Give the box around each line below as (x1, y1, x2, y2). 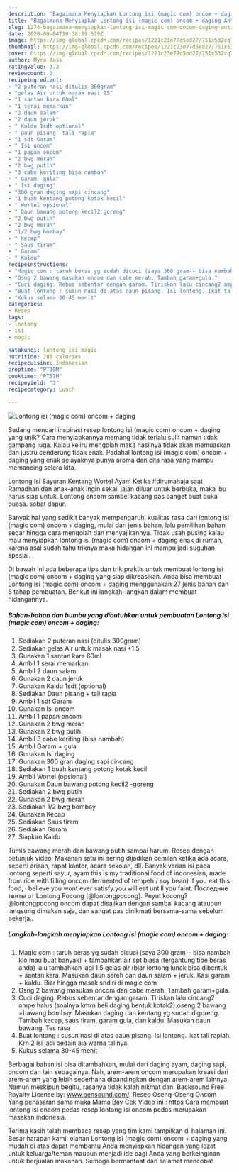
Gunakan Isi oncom (18, 704, 75, 713)
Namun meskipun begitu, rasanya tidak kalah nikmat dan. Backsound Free (8, 1083, 225, 1091)
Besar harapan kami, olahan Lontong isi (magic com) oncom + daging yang (8, 1134, 228, 1142)
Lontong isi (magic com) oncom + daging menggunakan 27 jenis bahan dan (8, 580, 229, 588)
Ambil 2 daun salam (18, 666, 77, 675)
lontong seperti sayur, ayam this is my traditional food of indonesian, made (8, 868, 226, 877)
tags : (8, 314, 24, 321)
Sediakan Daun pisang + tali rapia (18, 689, 117, 697)
